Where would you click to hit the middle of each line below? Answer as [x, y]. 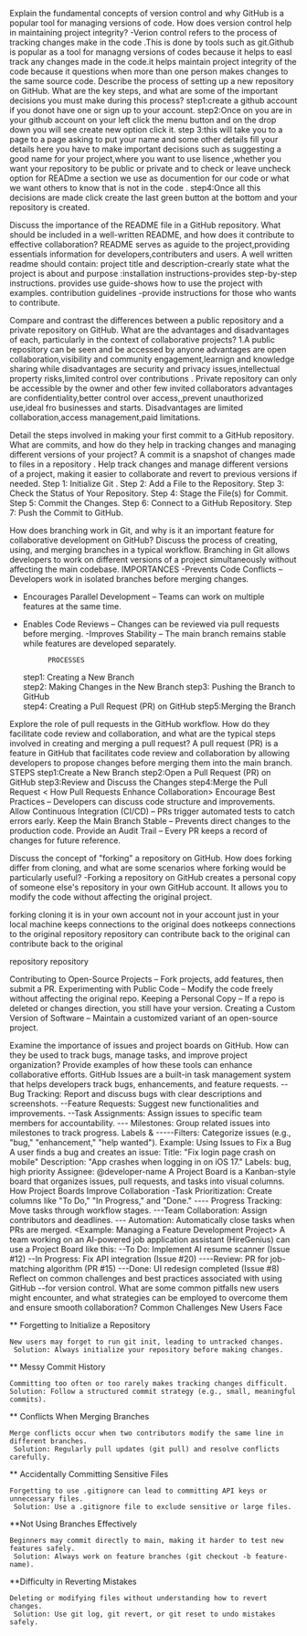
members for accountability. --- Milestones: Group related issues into [140, 1123]
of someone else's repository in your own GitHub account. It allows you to [148, 887]
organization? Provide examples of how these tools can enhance [131, 1065]
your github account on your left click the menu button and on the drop [143, 120]
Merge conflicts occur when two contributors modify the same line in [147, 1433]
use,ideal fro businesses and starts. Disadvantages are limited [127, 407]
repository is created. [50, 207]
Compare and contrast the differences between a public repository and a [147, 320]
